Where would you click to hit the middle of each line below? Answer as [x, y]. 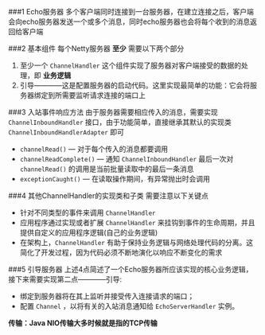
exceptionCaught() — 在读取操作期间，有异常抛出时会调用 [115, 179]
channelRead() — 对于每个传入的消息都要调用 [94, 149]
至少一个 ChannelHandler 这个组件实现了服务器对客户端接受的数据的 [130, 65]
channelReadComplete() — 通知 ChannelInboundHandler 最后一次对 [127, 159]
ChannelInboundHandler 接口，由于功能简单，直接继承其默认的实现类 [120, 122]
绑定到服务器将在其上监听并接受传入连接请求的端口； [107, 296]
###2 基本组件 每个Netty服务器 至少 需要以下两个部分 [96, 49]
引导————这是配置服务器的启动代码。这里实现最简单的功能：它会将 [135, 85]
